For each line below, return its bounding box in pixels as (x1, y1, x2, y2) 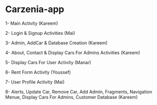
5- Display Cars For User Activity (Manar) (5, 59, 91, 65)
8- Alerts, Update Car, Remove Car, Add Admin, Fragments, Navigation (5, 88, 152, 94)
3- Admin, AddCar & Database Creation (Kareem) (5, 39, 108, 46)
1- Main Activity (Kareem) (5, 20, 58, 26)
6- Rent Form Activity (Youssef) (5, 69, 71, 75)
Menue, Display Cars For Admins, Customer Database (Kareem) (5, 94, 138, 100)
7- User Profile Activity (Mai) (5, 79, 65, 85)
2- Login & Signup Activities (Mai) (5, 30, 75, 36)
